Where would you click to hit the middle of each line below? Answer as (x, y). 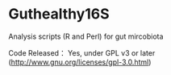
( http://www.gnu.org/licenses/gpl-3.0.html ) (80, 62)
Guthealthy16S (59, 14)
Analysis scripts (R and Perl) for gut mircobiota (86, 36)
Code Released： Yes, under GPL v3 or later (82, 52)
